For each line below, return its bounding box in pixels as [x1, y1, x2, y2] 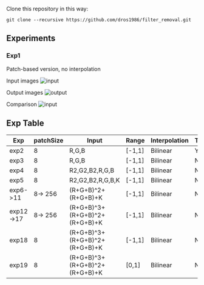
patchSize [33, 136, 64, 144]
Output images [6, 89, 44, 96]
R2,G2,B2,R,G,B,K [69, 176, 120, 184]
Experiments [6, 33, 56, 44]
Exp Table [6, 118, 44, 129]
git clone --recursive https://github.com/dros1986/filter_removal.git [6, 17, 191, 23]
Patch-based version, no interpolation [6, 65, 101, 72]
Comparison [6, 100, 38, 108]
